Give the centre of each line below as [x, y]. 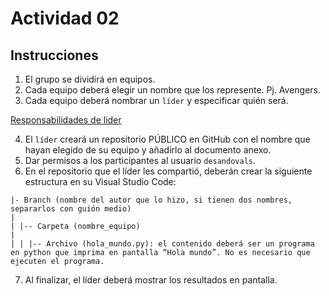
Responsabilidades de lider [66, 120]
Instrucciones [54, 55]
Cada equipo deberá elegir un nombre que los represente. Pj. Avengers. [173, 90]
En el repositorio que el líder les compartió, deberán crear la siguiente [168, 171]
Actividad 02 [65, 18]
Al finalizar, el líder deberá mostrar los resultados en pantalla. [151, 280]
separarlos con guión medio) [71, 209]
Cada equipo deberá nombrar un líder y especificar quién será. [156, 100]
